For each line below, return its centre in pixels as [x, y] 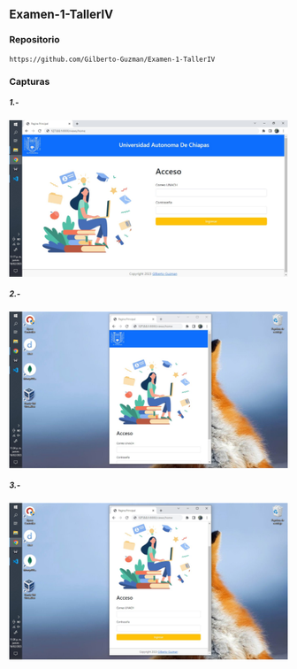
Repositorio [34, 40]
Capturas [30, 81]
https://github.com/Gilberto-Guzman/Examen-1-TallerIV [112, 59]
